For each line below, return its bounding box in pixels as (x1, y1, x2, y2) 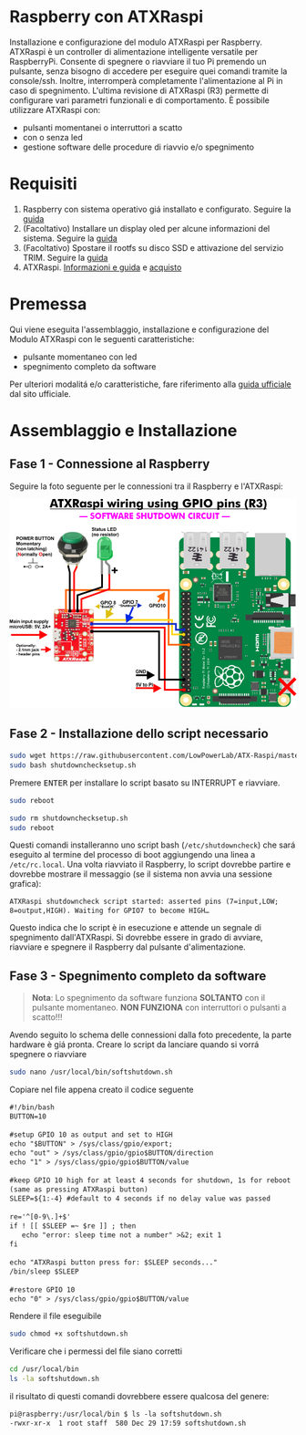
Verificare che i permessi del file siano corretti (9, 1346, 183, 1357)
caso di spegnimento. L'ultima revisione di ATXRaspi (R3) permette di (9, 85, 269, 96)
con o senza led (22, 131, 84, 142)
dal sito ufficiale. (9, 388, 71, 399)
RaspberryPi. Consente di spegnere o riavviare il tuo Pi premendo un (9, 56, 267, 67)
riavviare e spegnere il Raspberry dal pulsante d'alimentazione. (9, 941, 246, 952)
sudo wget (9, 751, 47, 761)
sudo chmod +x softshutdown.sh (9, 1329, 128, 1338)
